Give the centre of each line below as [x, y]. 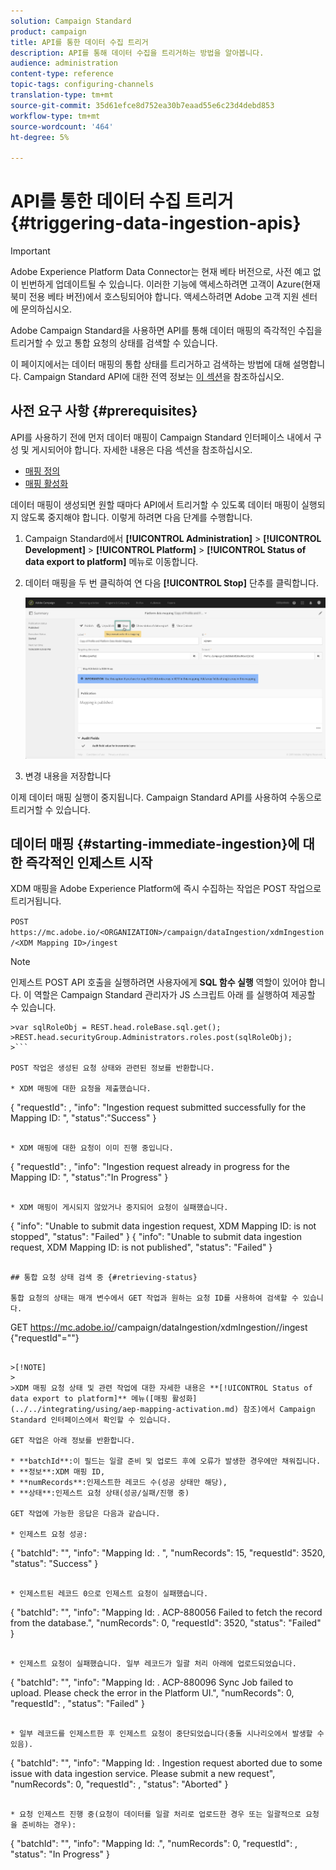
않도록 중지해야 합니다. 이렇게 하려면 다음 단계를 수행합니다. [136, 517]
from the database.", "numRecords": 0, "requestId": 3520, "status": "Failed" [166, 1623]
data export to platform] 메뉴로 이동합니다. [111, 561]
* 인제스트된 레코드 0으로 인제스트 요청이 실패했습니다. [109, 1594]
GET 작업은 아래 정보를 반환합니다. [73, 1441]
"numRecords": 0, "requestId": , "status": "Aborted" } [119, 1784]
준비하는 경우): [49, 1825]
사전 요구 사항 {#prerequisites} [104, 411]
